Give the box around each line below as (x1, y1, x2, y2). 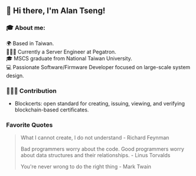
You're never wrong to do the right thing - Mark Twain (20, 163, 152, 170)
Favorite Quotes (6, 121, 53, 129)
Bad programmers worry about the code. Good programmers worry (20, 145, 184, 153)
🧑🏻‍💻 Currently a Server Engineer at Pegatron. (6, 48, 117, 55)
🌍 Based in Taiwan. (6, 39, 54, 47)
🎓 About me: (6, 24, 46, 32)
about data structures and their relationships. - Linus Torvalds (20, 152, 171, 159)
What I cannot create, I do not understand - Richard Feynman (20, 134, 170, 141)
